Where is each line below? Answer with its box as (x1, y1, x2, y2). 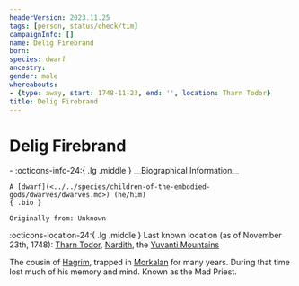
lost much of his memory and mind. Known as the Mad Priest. (9, 266, 238, 277)
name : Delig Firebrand (9, 38, 94, 48)
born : (9, 47, 30, 56)
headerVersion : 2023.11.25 (9, 13, 110, 22)
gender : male (9, 72, 58, 81)
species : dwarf (9, 55, 66, 64)
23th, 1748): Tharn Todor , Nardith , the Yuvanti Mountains (9, 239, 220, 250)
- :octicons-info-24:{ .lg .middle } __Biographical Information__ (9, 165, 240, 176)
